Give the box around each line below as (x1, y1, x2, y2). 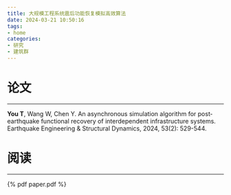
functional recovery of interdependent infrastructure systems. (41, 117, 217, 125)
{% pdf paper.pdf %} (7, 180, 67, 188)
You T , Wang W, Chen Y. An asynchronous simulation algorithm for (7, 109, 197, 117)
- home (7, 29, 26, 36)
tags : (7, 23, 23, 30)
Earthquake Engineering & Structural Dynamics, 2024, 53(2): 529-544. (7, 124, 207, 133)
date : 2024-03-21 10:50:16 (7, 16, 85, 23)
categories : (7, 36, 41, 43)
